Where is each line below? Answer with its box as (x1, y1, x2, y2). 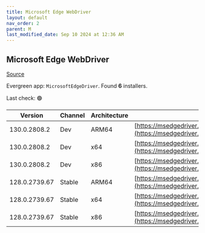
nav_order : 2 (6, 20, 40, 26)
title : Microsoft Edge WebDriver (6, 9, 92, 15)
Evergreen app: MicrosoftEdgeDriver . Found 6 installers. (6, 82, 148, 89)
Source (6, 70, 24, 77)
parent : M (6, 26, 32, 32)
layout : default (6, 15, 48, 21)
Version (20, 111, 44, 120)
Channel (60, 111, 85, 120)
